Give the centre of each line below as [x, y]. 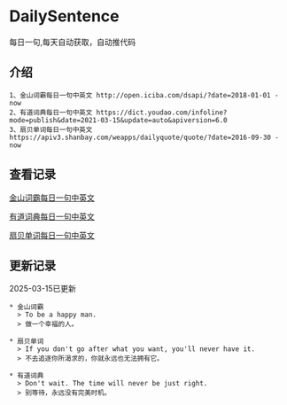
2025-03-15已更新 [43, 289]
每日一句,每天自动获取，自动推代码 [73, 42]
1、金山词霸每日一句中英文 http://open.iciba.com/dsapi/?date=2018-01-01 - [144, 95]
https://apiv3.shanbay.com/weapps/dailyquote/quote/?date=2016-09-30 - [144, 137]
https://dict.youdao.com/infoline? [162, 113]
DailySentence [64, 16]
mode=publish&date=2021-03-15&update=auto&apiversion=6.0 [118, 120]
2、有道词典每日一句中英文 [51, 113]
